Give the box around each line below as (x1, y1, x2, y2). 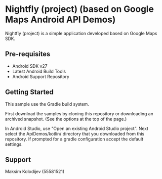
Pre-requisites (5, 50, 50, 58)
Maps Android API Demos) (5, 14, 116, 25)
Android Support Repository (12, 73, 70, 80)
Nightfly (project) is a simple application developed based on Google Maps (5, 30, 158, 36)
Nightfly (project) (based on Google (5, 3, 154, 15)
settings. (5, 141, 23, 147)
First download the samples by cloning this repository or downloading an (5, 110, 154, 117)
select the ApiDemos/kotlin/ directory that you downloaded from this (5, 131, 145, 136)
